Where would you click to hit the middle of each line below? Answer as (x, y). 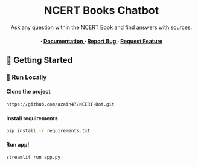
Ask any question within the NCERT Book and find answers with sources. (101, 27)
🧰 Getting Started (40, 60)
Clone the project (28, 92)
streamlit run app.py (34, 158)
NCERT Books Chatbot (101, 11)
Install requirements (32, 118)
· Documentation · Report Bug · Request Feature (101, 41)
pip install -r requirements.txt (48, 131)
